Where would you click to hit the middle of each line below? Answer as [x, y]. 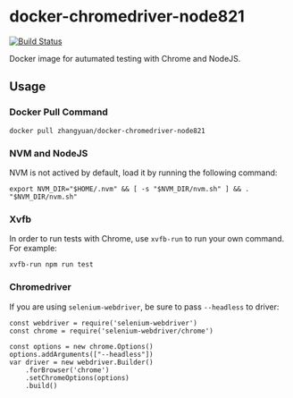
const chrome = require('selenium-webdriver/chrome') [112, 331]
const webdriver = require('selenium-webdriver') [104, 323]
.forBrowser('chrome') [67, 370]
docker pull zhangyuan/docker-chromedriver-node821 [107, 131]
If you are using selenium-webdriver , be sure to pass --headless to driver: [144, 307]
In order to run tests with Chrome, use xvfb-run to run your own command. [147, 239]
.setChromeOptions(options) [77, 377]
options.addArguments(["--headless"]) [81, 354]
